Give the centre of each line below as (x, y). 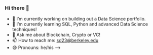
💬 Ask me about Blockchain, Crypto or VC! (56, 35)
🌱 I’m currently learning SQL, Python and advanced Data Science (80, 24)
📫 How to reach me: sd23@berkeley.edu (55, 40)
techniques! (24, 29)
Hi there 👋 (17, 8)
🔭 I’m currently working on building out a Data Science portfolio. (79, 19)
